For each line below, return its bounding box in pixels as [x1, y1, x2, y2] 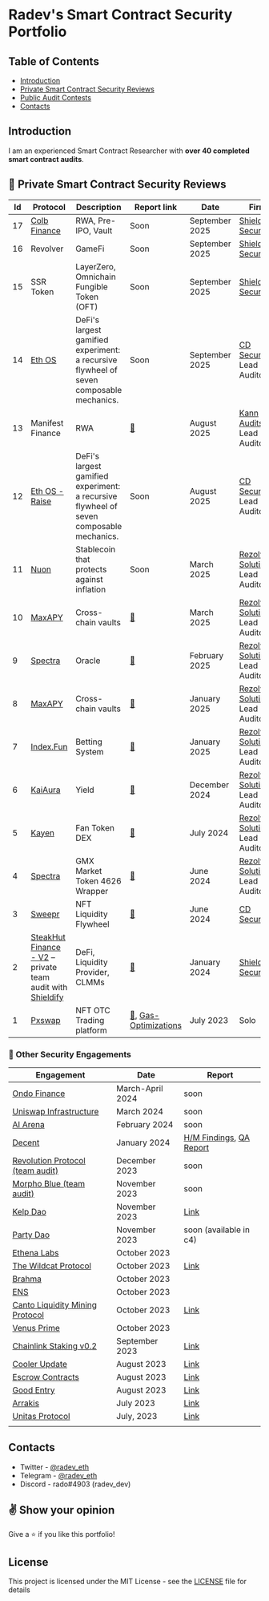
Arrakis [12, 1397, 40, 1409]
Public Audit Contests [19, 93, 92, 102]
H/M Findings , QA [183, 1132, 251, 1143]
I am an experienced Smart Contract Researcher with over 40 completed [8, 146, 250, 156]
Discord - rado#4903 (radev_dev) [19, 1479, 131, 1489]
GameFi [75, 243, 105, 254]
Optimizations [129, 1020, 183, 1031]
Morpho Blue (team [12, 1178, 86, 1189]
